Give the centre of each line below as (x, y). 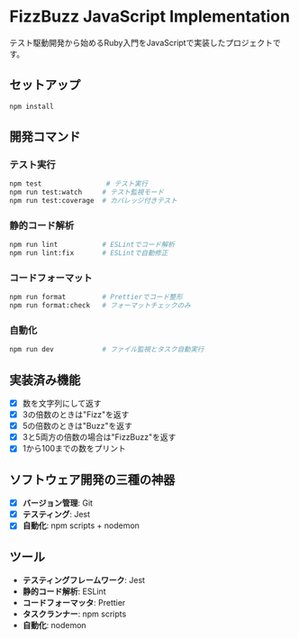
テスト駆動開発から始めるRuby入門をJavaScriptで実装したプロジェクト (141, 42)
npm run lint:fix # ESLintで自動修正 (89, 253)
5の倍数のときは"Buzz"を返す (77, 426)
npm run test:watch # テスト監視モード (87, 192)
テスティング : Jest (56, 515)
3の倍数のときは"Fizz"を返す (76, 415)
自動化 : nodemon (54, 625)
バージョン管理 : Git (57, 503)
